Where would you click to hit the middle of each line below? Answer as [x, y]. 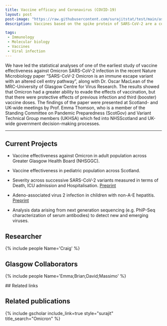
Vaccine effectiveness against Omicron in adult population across [79, 156]
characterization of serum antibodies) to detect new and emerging [80, 216]
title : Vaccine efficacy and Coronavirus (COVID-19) [61, 10]
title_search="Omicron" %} [33, 319]
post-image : [17, 19]
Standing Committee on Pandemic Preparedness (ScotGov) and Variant [78, 113]
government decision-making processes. [58, 123]
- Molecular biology [29, 42]
